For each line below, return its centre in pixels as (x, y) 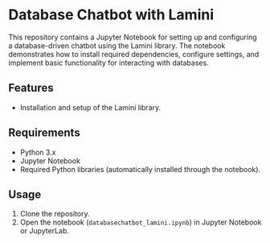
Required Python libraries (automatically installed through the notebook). (140, 169)
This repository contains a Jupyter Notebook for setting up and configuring (133, 37)
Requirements (44, 133)
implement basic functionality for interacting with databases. (108, 63)
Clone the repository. (55, 214)
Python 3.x (38, 152)
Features (31, 88)
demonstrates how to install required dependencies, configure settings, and (134, 54)
